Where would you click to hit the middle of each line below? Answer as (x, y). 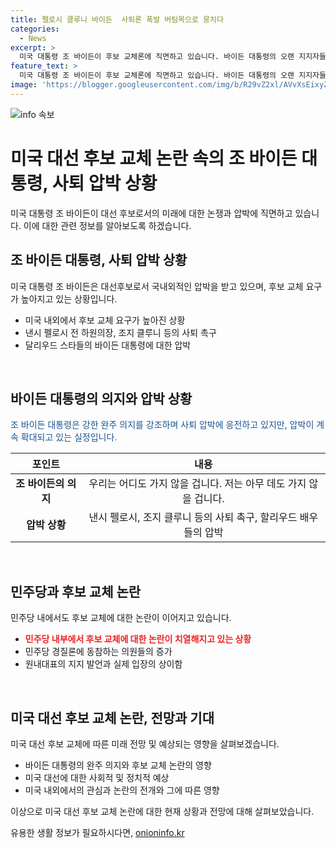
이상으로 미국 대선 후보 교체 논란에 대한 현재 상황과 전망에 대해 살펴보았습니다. (162, 811)
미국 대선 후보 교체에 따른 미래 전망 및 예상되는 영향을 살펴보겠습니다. (145, 743)
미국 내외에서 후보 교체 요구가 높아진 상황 (105, 320)
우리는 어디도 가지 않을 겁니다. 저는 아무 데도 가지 (197, 484)
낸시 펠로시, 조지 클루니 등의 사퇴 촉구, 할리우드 (193, 518)
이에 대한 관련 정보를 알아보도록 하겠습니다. (107, 225)
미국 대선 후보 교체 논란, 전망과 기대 (112, 717)
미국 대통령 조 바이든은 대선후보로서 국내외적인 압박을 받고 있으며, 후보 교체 (157, 286)
